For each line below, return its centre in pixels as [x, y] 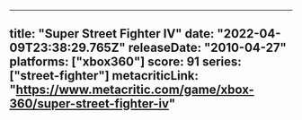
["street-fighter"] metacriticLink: [104, 76]
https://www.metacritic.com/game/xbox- [135, 90]
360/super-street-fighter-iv [89, 104]
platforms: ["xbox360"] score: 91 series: [126, 62]
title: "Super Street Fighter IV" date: [112, 34]
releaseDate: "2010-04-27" [208, 48]
